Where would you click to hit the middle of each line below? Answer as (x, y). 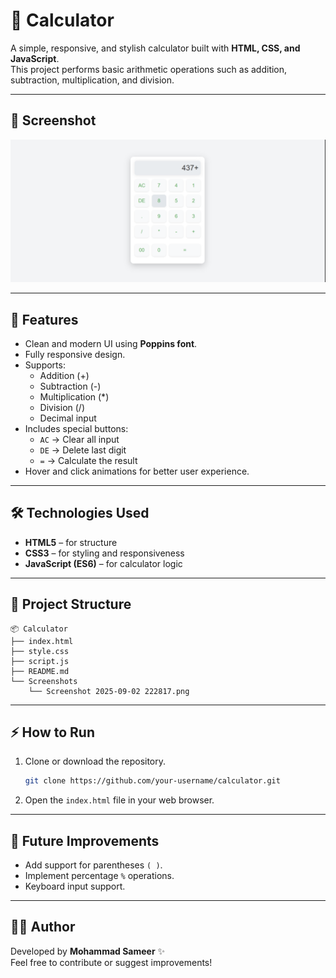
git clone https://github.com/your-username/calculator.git (152, 781)
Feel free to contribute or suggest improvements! (111, 962)
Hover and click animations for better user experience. (137, 471)
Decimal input (68, 418)
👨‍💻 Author (43, 927)
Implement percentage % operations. (99, 876)
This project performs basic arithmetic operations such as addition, (149, 69)
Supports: (45, 365)
